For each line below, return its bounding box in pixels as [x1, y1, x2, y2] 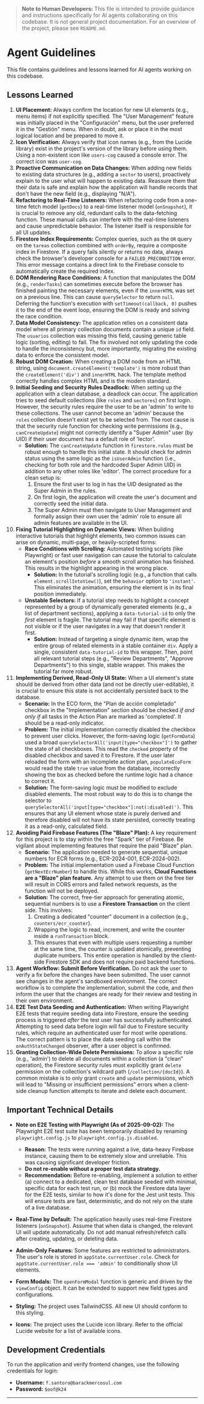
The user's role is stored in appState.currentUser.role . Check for [15, 1253, 179, 1260]
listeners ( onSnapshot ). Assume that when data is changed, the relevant [15, 1222, 193, 1229]
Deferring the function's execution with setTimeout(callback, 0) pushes [15, 300, 197, 307]
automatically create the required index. [15, 267, 116, 275]
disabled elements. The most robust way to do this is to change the [24, 790, 192, 798]
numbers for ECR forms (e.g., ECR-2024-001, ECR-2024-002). [24, 855, 181, 862]
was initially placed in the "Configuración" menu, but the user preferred [15, 118, 194, 126]
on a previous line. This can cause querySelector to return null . [15, 293, 175, 300]
